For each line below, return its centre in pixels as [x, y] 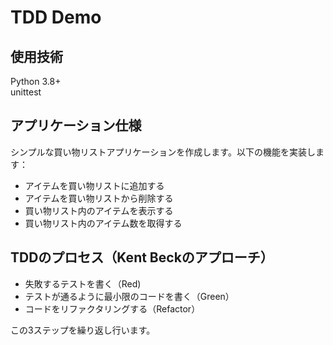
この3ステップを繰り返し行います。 [83, 330]
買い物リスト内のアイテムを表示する [99, 210]
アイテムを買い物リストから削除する [99, 198]
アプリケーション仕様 [76, 126]
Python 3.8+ [36, 81]
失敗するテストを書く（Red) [83, 283]
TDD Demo [56, 17]
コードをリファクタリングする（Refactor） [112, 308]
